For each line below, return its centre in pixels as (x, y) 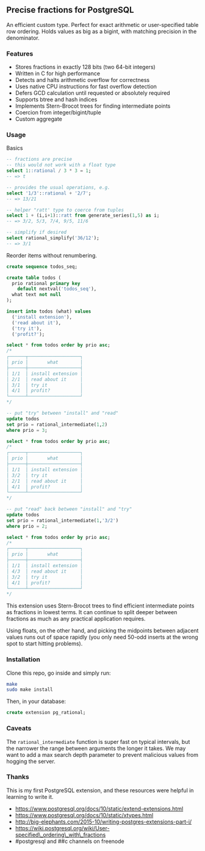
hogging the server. (31, 761)
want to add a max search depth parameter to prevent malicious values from (102, 754)
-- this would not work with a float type (61, 165)
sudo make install (30, 690)
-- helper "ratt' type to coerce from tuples (65, 210)
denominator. (23, 38)
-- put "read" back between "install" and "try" (69, 509)
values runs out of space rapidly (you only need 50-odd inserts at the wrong (102, 637)
